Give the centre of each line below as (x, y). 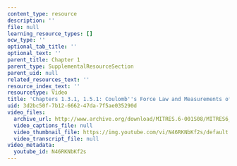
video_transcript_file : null (56, 138)
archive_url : (33, 119)
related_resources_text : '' (49, 79)
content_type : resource (42, 14)
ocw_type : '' (26, 40)
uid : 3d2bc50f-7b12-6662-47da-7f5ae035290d (72, 106)
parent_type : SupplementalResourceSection (71, 66)
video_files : (26, 112)
